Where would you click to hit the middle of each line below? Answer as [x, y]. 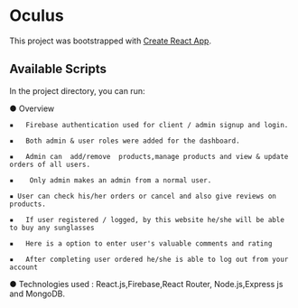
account [24, 267]
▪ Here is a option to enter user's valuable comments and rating [141, 243]
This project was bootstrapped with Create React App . [111, 41]
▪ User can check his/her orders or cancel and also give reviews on [143, 196]
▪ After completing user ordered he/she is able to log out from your [149, 259]
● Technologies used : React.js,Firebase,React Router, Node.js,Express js [146, 284]
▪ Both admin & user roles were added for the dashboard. [125, 141]
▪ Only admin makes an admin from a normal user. [111, 180]
